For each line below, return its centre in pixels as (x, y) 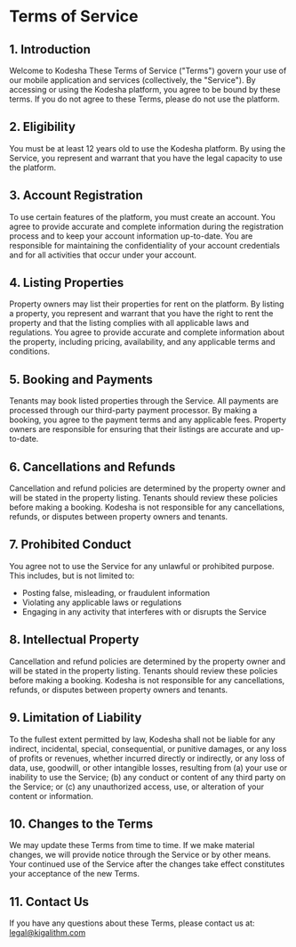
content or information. (51, 796)
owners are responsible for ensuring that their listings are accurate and (139, 429)
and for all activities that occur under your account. (103, 255)
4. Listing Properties (67, 283)
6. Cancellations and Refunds (92, 466)
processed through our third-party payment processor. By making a (133, 411)
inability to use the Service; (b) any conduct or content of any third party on (148, 777)
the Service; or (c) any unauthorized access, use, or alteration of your (137, 787)
